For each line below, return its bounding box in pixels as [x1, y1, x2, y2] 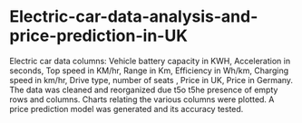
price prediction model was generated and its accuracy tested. [9, 103, 244, 114]
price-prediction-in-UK [9, 25, 189, 46]
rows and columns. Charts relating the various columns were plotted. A [9, 93, 275, 105]
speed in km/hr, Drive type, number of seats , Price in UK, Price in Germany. [9, 74, 293, 85]
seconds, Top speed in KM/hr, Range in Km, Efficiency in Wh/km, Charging [9, 65, 288, 76]
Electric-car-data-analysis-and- [9, 6, 258, 27]
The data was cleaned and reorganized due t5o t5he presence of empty [9, 84, 278, 95]
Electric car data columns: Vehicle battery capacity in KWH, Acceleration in [9, 55, 291, 66]
